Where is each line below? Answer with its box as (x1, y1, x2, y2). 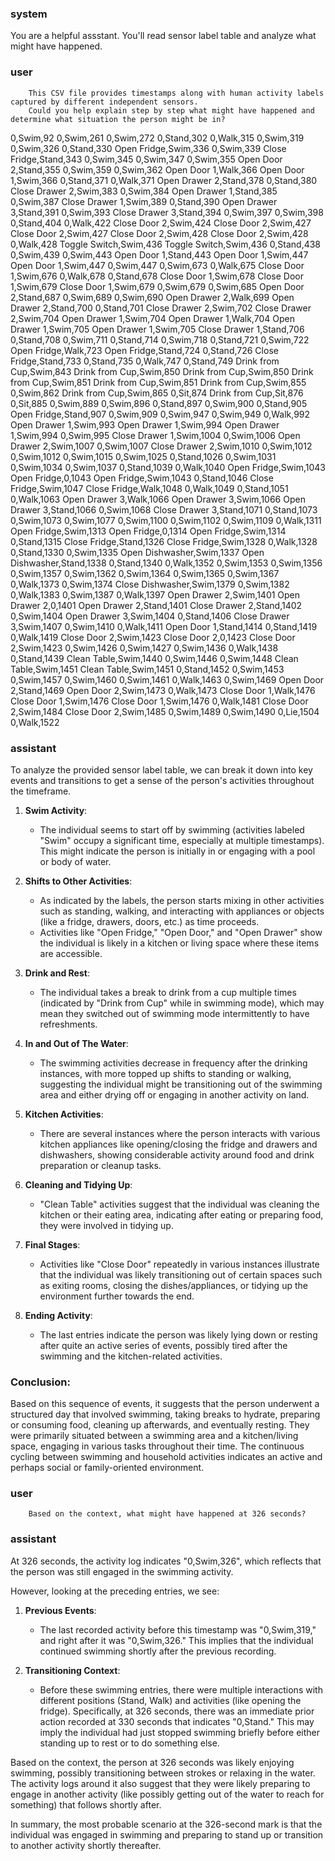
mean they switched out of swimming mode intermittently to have (39, 1007, 310, 1019)
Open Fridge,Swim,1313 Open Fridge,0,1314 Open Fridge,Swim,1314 (10, 525, 287, 537)
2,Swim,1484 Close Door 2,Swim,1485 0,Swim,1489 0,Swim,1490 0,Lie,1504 (10, 705, 320, 717)
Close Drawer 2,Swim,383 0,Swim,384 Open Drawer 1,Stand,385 (10, 185, 278, 197)
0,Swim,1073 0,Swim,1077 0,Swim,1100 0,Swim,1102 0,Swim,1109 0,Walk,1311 (10, 514, 322, 526)
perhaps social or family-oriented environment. (10, 1462, 205, 1474)
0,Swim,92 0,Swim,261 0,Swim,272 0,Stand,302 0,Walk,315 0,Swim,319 (10, 132, 305, 144)
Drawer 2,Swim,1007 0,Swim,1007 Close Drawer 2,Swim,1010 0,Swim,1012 (10, 440, 313, 452)
